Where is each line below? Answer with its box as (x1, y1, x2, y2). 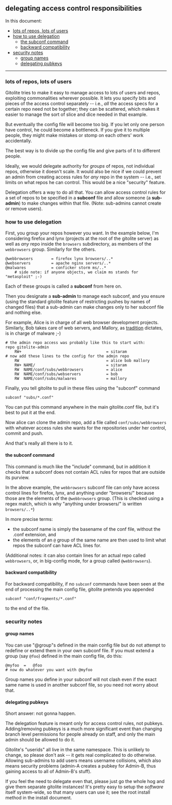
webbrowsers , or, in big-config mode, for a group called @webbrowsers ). (5, 557, 152, 563)
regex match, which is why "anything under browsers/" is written (5, 500, 142, 507)
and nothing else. (5, 310, 42, 316)
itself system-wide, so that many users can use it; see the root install (5, 789, 150, 795)
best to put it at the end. (5, 410, 56, 416)
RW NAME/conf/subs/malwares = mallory (14, 376, 127, 381)
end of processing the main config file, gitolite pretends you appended (5, 586, 154, 592)
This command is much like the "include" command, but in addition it (5, 464, 150, 470)
